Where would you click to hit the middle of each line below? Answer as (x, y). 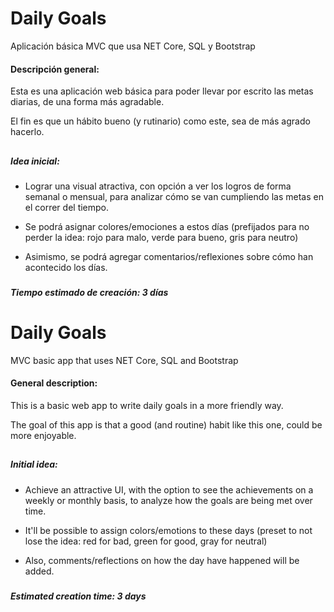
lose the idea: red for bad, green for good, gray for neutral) (146, 541)
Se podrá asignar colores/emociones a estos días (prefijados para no (167, 226)
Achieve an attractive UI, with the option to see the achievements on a (169, 489)
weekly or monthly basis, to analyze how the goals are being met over (168, 500)
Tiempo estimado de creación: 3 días (89, 292)
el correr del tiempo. (67, 207)
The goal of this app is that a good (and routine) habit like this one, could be (166, 424)
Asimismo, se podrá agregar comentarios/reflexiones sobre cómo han (169, 256)
